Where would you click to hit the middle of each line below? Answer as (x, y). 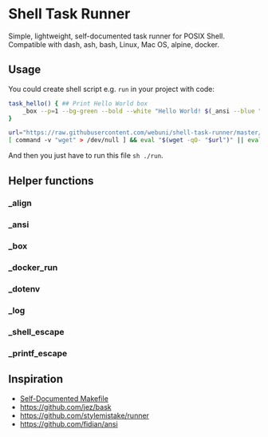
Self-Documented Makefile (64, 398)
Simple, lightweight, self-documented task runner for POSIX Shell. (117, 36)
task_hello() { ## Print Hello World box (78, 103)
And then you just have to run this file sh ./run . (86, 156)
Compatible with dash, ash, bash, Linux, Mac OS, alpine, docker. (114, 44)
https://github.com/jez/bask (65, 407)
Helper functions (51, 181)
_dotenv (24, 289)
